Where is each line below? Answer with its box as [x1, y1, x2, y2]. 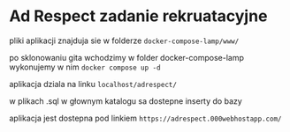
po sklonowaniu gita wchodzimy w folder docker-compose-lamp [9, 52, 245, 62]
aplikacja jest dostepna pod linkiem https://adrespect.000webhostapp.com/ [9, 113, 282, 123]
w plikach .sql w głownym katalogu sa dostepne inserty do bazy [9, 95, 243, 106]
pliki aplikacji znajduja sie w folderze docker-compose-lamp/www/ [9, 35, 240, 46]
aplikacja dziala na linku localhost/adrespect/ [9, 78, 177, 89]
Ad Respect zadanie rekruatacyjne [9, 6, 268, 26]
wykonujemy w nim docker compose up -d [9, 62, 161, 72]
